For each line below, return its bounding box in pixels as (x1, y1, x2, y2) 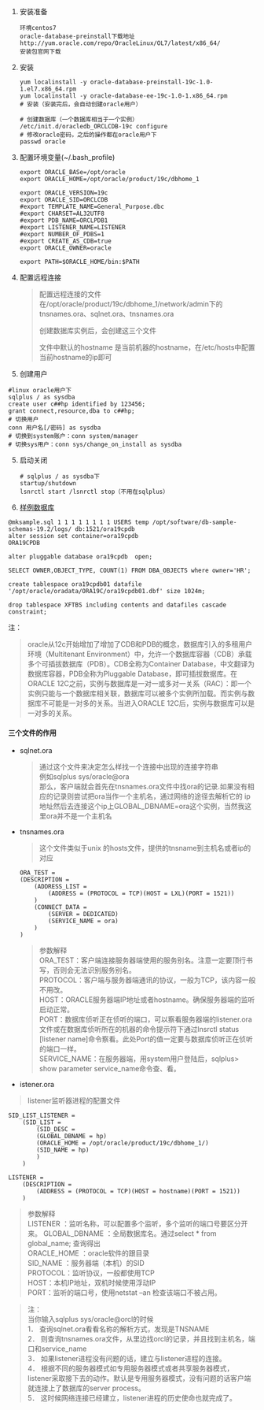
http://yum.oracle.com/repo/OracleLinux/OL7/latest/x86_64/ (19, 39, 221, 47)
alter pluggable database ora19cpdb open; (8, 553, 153, 561)
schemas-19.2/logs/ (8, 525, 72, 533)
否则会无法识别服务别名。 (53, 966, 136, 975)
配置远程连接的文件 (38, 290, 102, 299)
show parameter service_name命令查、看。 (38, 1064, 181, 1074)
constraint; (8, 608, 47, 616)
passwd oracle (19, 138, 66, 146)
